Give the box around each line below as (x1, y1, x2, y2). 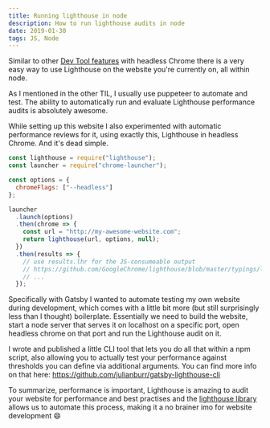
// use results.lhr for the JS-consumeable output (22, 258, 196, 266)
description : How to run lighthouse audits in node (8, 19, 185, 27)
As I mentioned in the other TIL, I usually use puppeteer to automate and (8, 89, 247, 99)
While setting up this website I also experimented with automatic (8, 121, 222, 131)
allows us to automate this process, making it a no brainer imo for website (8, 402, 252, 412)
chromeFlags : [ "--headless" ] (15, 183, 113, 191)
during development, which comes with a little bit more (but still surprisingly (8, 303, 260, 313)
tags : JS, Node (8, 34, 59, 43)
